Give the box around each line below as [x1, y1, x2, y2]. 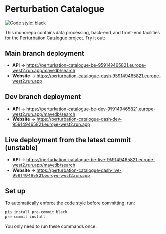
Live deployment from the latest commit [5, 135, 131, 144]
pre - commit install [5, 214, 46, 219]
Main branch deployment [5, 49, 84, 58]
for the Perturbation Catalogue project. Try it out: [5, 35, 105, 41]
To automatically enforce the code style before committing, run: [5, 200, 135, 206]
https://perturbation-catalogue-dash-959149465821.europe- [36, 73, 161, 79]
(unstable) [5, 143, 38, 152]
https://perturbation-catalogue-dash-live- [36, 167, 122, 173]
